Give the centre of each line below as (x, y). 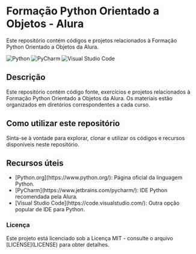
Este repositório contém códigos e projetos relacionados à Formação (92, 40)
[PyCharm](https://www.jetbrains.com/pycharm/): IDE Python (91, 190)
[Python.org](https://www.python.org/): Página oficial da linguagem (99, 178)
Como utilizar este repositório (63, 123)
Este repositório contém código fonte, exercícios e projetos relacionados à (98, 92)
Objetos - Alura (45, 24)
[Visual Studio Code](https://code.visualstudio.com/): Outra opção (97, 203)
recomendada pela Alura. (46, 197)
